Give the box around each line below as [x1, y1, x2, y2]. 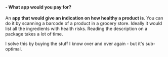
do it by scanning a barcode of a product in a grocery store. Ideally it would [5, 20, 162, 26]
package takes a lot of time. [5, 31, 63, 37]
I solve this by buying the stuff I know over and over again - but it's [5, 40, 145, 47]
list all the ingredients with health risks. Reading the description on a [5, 25, 148, 32]
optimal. [5, 46, 22, 52]
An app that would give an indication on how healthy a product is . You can [5, 15, 163, 21]
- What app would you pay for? [5, 4, 72, 10]
